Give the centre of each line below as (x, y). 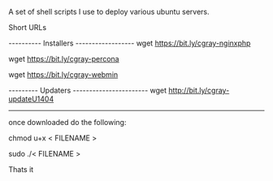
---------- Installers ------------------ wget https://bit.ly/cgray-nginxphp (130, 43)
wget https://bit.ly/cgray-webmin (63, 75)
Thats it (21, 169)
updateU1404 (31, 99)
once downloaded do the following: (67, 122)
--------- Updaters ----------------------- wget (88, 90)
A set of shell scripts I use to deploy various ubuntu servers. (109, 12)
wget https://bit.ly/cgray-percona (64, 59)
